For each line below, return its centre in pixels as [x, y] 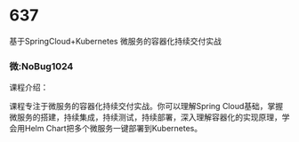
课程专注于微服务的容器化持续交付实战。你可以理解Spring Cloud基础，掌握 [146, 106]
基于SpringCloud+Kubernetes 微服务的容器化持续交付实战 [116, 41]
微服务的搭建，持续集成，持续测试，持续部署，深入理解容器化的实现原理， [145, 117]
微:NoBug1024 [41, 66]
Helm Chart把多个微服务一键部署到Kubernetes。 [113, 129]
